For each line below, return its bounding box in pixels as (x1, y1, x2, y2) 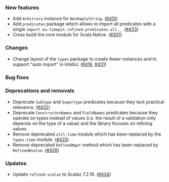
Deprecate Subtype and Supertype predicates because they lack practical (12, 99, 164, 105)
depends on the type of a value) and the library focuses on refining (12, 120, 153, 126)
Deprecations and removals (5, 87, 75, 95)
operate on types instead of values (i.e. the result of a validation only (12, 115, 156, 121)
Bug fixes (5, 74, 29, 81)
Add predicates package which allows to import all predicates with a (12, 21, 156, 27)
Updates (5, 160, 27, 167)
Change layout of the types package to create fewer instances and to (12, 56, 157, 62)
